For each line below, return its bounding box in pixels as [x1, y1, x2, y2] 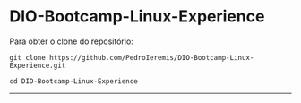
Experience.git [9, 61, 66, 70]
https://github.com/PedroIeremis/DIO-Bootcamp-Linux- [48, 53, 254, 62]
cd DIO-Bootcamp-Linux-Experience [9, 76, 139, 86]
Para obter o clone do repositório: [9, 36, 134, 47]
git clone [9, 53, 47, 62]
